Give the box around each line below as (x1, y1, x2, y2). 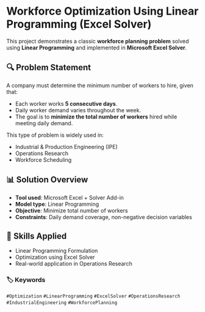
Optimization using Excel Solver (15, 253, 95, 261)
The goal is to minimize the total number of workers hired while (15, 113, 178, 120)
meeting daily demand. (15, 119, 73, 126)
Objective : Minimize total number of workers (15, 206, 128, 214)
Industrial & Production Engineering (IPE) (15, 143, 118, 150)
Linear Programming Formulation (15, 247, 98, 255)
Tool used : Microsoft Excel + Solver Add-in (15, 194, 124, 201)
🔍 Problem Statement (6, 62, 92, 73)
